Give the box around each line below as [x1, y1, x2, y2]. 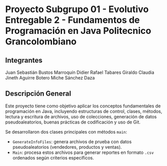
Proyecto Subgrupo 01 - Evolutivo [5, 4, 149, 15]
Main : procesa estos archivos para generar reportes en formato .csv [12, 149, 154, 155]
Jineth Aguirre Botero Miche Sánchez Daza [5, 75, 95, 80]
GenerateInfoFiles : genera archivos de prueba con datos [12, 138, 132, 145]
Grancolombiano [5, 36, 77, 48]
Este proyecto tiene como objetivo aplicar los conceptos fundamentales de [5, 103, 161, 109]
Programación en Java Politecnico [5, 25, 151, 36]
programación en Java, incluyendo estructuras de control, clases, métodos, [5, 108, 162, 114]
